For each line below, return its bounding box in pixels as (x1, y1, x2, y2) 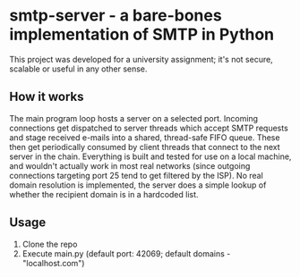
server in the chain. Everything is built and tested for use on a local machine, (9, 151, 292, 162)
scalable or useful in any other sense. (9, 63, 148, 74)
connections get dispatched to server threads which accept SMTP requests (9, 122, 288, 133)
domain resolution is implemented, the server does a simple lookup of (9, 180, 267, 190)
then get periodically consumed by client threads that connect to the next (9, 141, 280, 152)
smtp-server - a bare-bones (9, 5, 222, 26)
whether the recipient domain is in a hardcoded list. (9, 189, 199, 199)
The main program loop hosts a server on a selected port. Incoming (9, 113, 258, 123)
